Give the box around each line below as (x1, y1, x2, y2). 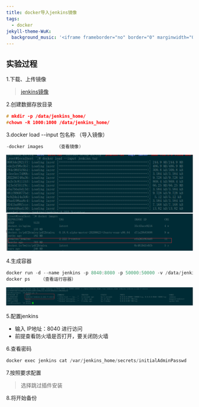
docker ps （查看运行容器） (6, 276, 76, 282)
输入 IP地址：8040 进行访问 (14, 325, 83, 332)
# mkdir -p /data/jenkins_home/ (6, 113, 86, 119)
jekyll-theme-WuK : (6, 28, 52, 34)
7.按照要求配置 (6, 369, 41, 376)
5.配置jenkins (6, 313, 38, 320)
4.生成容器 (6, 257, 32, 264)
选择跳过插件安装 (20, 382, 63, 389)
